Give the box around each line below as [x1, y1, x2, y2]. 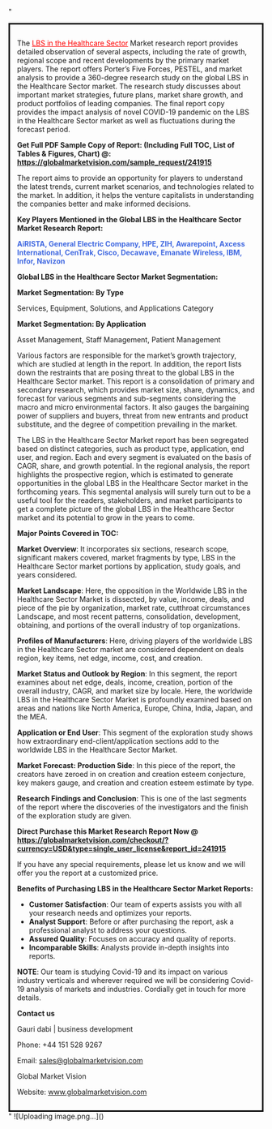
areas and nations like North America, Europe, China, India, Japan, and [17, 703, 253, 713]
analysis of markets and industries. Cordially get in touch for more [26, 985, 247, 994]
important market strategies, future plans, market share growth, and [17, 90, 244, 100]
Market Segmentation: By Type [17, 288, 124, 297]
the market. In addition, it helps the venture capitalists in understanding [17, 191, 254, 200]
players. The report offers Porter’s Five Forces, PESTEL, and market [17, 64, 243, 74]
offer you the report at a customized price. [17, 868, 159, 878]
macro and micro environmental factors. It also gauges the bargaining [17, 402, 249, 412]
